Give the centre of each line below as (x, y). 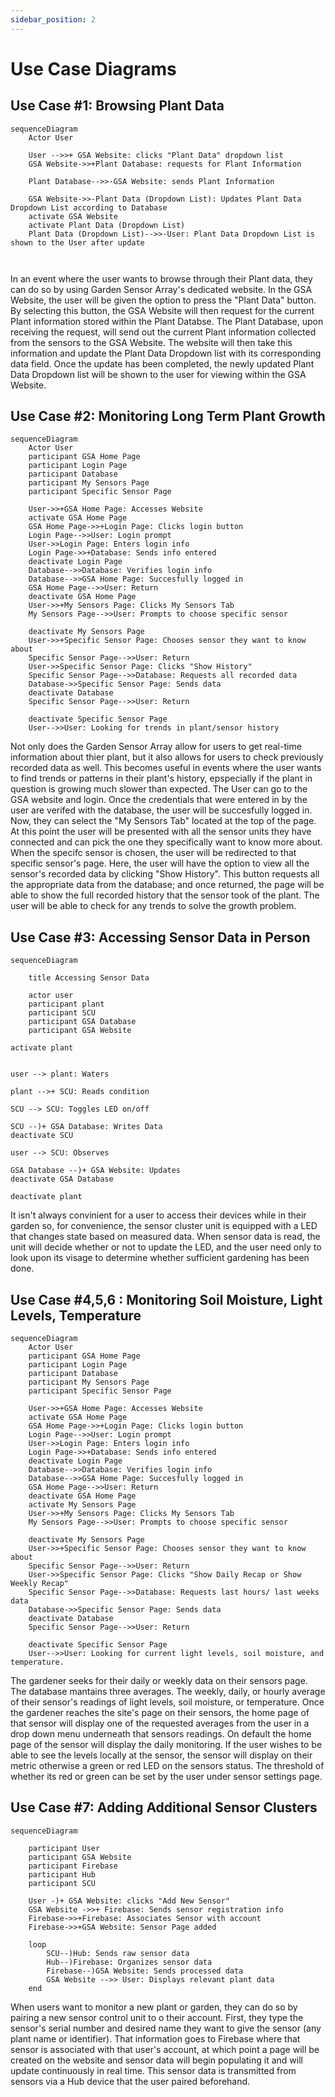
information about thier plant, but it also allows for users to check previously (167, 757)
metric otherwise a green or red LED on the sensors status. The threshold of (167, 1766)
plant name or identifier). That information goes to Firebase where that (155, 2038)
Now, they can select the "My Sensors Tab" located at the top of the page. (163, 821)
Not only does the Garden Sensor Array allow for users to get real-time (156, 747)
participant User (64, 1848)
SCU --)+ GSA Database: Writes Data (86, 1127)
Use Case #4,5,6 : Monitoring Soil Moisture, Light (166, 1299)
